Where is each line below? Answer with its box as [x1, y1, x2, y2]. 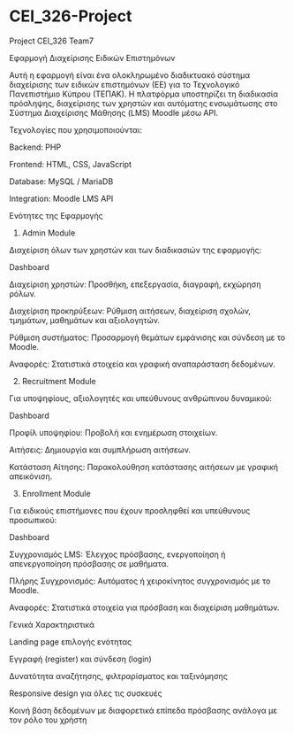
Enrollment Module [21, 488, 91, 498]
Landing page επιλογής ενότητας [9, 636, 132, 647]
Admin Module [21, 228, 76, 238]
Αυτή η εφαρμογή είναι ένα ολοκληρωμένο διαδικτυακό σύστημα [9, 69, 251, 81]
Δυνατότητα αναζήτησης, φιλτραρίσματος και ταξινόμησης [9, 670, 228, 681]
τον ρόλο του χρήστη [9, 715, 87, 725]
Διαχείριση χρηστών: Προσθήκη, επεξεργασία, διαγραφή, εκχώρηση [9, 279, 261, 290]
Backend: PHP [9, 142, 62, 152]
